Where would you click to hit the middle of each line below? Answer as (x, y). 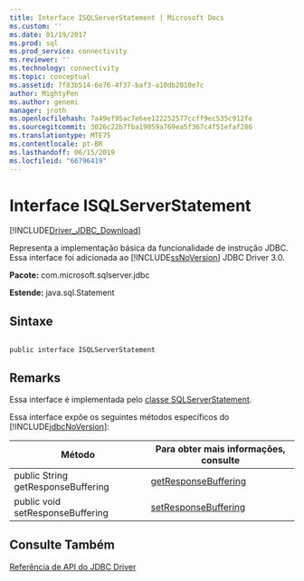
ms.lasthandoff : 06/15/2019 (62, 152)
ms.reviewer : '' (40, 60)
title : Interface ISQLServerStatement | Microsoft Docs (117, 18)
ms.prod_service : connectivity (68, 52)
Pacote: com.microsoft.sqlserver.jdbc (80, 275)
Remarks (35, 378)
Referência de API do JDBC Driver (73, 567)
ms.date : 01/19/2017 (48, 34)
